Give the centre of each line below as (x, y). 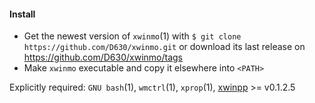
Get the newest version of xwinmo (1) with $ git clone (132, 36)
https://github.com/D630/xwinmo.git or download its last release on (164, 47)
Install (22, 14)
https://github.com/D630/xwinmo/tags (103, 57)
